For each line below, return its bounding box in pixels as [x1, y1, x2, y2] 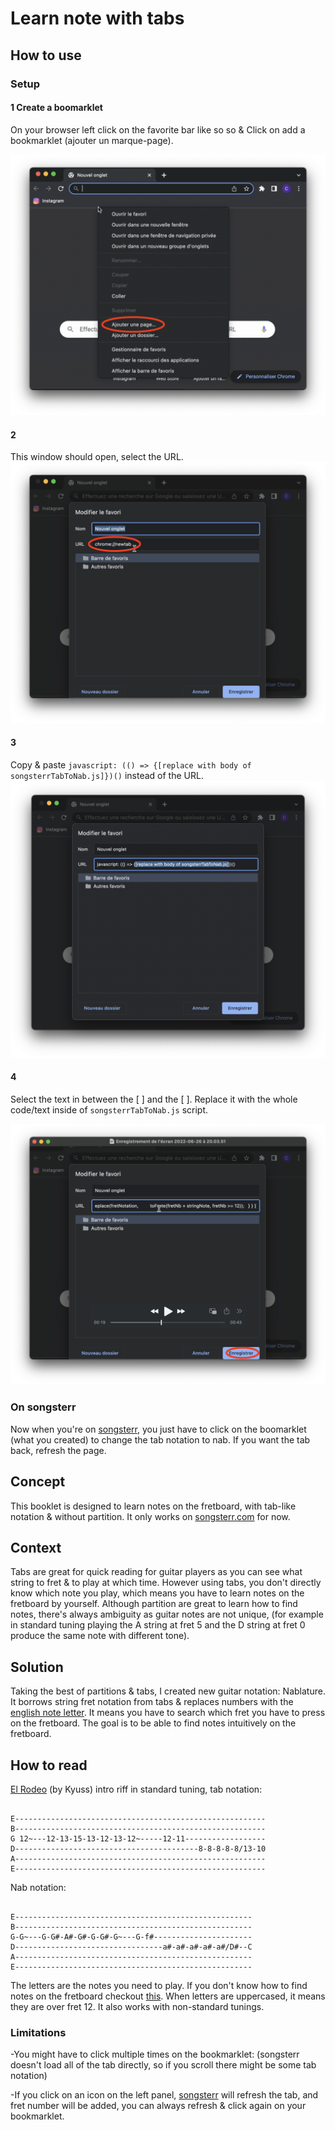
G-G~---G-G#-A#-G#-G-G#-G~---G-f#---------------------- [10, 1932, 253, 1942]
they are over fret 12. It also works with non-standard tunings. [10, 2000, 265, 2012]
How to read [10, 1757, 88, 1774]
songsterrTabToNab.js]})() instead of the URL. [10, 769, 204, 781]
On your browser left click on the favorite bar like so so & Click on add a [10, 123, 306, 136]
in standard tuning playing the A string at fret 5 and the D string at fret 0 [10, 1619, 306, 1631]
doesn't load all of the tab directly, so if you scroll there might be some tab [10, 2059, 317, 2071]
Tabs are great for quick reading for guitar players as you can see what [10, 1566, 303, 1578]
